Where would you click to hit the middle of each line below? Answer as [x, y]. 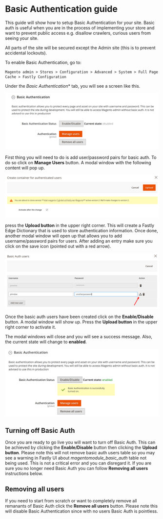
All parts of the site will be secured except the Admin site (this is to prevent [80, 48]
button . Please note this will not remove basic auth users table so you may [80, 453]
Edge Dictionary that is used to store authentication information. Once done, [81, 231]
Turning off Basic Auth [40, 431]
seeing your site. [22, 38]
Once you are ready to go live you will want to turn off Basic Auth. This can [80, 443]
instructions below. [24, 473]
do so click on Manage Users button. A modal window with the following [78, 162]
